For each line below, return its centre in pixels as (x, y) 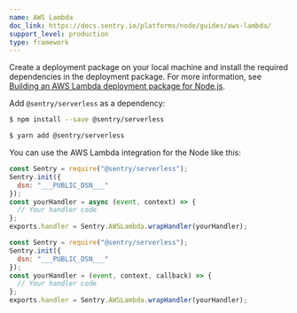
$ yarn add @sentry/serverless (67, 136)
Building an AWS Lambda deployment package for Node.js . (117, 86)
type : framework (39, 42)
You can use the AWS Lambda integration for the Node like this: (125, 153)
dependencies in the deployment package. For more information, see (135, 77)
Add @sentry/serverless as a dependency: (87, 104)
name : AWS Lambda (41, 17)
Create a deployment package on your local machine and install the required (148, 67)
